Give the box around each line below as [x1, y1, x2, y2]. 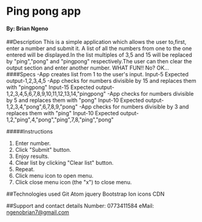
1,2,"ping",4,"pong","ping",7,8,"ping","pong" [6, 116, 114, 123]
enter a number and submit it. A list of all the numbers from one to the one [6, 45, 192, 52]
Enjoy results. [15, 152, 50, 160]
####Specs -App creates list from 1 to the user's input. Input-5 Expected [6, 71, 189, 78]
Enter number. [15, 140, 51, 147]
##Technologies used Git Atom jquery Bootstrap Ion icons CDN [6, 190, 165, 198]
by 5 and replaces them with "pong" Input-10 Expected [6, 96, 144, 104]
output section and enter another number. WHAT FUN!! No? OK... [6, 64, 169, 71]
